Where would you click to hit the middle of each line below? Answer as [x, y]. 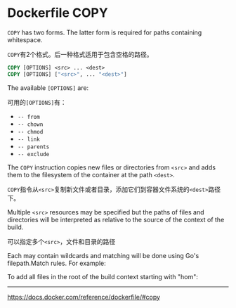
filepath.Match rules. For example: [57, 263]
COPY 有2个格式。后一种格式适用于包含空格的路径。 [80, 54]
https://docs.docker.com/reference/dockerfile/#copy [84, 297]
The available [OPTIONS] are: [48, 88]
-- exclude [33, 154]
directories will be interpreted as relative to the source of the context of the [116, 219]
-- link [28, 139]
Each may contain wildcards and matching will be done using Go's [103, 255]
